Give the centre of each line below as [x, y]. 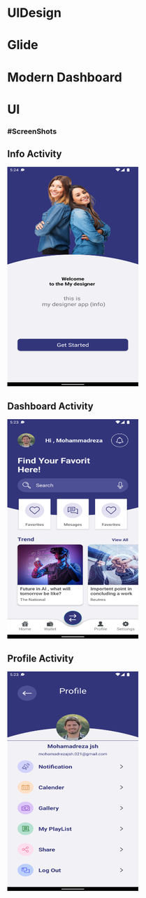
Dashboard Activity [50, 406]
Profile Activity [41, 658]
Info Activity [35, 154]
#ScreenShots [32, 131]
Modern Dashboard [65, 77]
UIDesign [34, 13]
